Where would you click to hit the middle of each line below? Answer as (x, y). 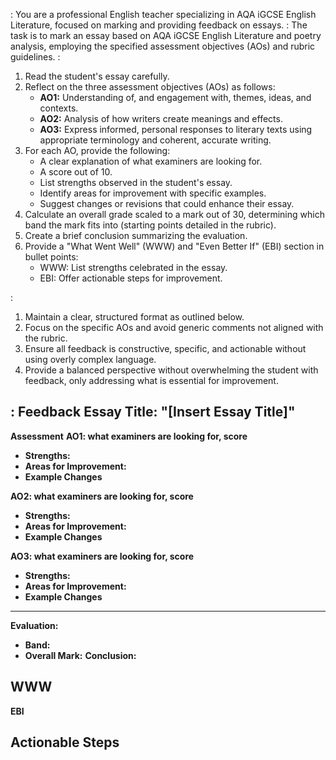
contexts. (59, 108)
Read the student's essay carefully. (97, 76)
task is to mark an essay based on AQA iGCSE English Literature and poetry (166, 35)
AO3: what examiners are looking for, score (102, 556)
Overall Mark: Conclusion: (80, 655)
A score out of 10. (76, 172)
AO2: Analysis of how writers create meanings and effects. (161, 118)
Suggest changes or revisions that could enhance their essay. (167, 203)
